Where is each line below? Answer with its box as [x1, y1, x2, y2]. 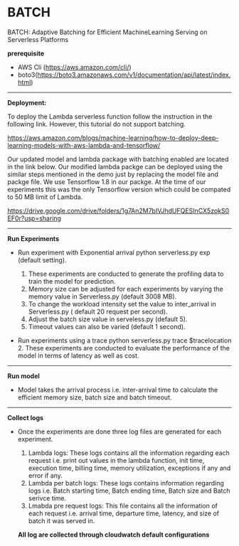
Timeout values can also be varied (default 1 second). [28, 322, 186, 331]
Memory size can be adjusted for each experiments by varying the [28, 284, 223, 293]
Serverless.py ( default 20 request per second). [28, 307, 169, 316]
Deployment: [7, 98, 47, 107]
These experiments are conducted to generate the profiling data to [28, 269, 224, 278]
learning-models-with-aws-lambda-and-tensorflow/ [7, 141, 161, 149]
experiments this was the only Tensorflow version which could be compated [7, 185, 231, 193]
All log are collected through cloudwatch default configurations [17, 530, 210, 539]
